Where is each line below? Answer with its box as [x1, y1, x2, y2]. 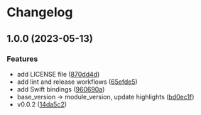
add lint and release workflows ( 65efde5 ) [16, 77, 138, 86]
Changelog [6, 4, 73, 21]
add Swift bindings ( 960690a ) [16, 84, 105, 93]
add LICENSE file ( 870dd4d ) [16, 70, 100, 78]
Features [6, 54, 38, 64]
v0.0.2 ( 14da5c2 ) [16, 100, 67, 109]
